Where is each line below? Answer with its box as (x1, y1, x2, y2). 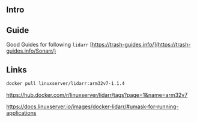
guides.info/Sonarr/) (6, 47, 56, 54)
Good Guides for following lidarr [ (6, 41, 92, 48)
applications (6, 109, 37, 116)
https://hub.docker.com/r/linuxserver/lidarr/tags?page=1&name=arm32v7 (6, 91, 188, 98)
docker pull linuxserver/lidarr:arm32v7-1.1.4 (6, 81, 125, 87)
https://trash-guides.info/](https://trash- (92, 41, 191, 48)
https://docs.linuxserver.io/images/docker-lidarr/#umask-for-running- (6, 103, 179, 110)
